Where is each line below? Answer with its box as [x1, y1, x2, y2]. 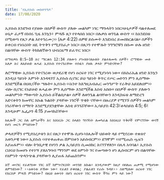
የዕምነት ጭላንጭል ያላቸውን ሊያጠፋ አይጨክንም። [5, 152, 86, 159]
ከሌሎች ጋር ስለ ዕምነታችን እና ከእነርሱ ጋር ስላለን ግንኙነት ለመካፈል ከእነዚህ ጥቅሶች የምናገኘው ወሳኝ [5, 118, 159, 122]
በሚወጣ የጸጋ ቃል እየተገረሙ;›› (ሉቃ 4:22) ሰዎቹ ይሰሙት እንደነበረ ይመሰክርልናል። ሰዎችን [5, 36, 153, 42]
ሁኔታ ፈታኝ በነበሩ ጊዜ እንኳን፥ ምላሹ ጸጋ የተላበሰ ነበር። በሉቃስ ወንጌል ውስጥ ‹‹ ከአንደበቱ [5, 30, 151, 37]
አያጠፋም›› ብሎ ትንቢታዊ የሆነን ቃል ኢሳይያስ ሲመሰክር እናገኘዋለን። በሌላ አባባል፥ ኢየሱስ [5, 141, 152, 147]
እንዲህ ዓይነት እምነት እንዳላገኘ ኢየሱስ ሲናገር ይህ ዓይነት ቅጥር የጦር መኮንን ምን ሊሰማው [5, 75, 150, 81]
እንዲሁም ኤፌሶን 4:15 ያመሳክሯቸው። [5, 108, 68, 114]
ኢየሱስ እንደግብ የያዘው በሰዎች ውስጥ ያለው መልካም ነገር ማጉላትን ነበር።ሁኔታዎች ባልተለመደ [5, 25, 156, 31]
